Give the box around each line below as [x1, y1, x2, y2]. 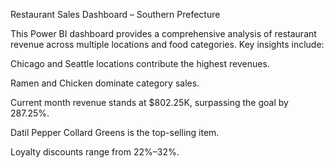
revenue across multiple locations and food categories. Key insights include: [10, 39, 325, 50]
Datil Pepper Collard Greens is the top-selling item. [10, 127, 220, 138]
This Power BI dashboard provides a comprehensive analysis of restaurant [10, 28, 317, 39]
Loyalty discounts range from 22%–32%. [10, 146, 180, 158]
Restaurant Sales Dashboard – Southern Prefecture [10, 9, 221, 20]
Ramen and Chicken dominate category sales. [10, 77, 200, 89]
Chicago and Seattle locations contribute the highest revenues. [10, 58, 270, 69]
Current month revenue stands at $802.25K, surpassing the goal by [10, 97, 289, 108]
